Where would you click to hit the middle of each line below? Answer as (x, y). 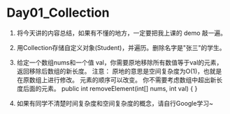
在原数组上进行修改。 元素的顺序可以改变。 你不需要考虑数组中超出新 (116, 80)
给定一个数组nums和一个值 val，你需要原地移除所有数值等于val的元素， (120, 62)
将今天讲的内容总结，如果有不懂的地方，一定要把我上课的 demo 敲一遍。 (122, 33)
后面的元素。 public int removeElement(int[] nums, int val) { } (110, 88)
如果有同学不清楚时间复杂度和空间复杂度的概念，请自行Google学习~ (115, 103)
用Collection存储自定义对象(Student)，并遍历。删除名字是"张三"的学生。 (121, 47)
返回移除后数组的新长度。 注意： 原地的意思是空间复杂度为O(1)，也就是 (119, 71)
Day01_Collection (58, 13)
